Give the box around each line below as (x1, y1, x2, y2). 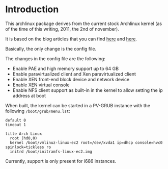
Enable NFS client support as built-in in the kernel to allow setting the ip (12, 87, 163, 93)
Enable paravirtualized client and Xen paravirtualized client (12, 70, 136, 77)
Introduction (5, 4, 59, 15)
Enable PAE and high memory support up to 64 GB (12, 65, 119, 71)
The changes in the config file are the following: (5, 55, 106, 62)
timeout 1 (5, 122, 26, 127)
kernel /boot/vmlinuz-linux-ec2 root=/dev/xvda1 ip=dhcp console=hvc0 (10, 140, 163, 145)
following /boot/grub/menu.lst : (5, 108, 70, 114)
